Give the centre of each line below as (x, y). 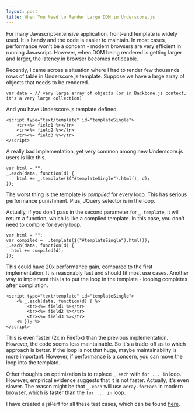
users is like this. (26, 157)
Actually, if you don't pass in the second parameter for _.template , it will (93, 212)
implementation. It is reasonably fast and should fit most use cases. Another (97, 272)
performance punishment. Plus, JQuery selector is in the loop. (81, 200)
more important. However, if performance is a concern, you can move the (94, 356)
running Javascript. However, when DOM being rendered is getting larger (94, 52)
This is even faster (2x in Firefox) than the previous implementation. (87, 337)
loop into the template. (33, 362)
